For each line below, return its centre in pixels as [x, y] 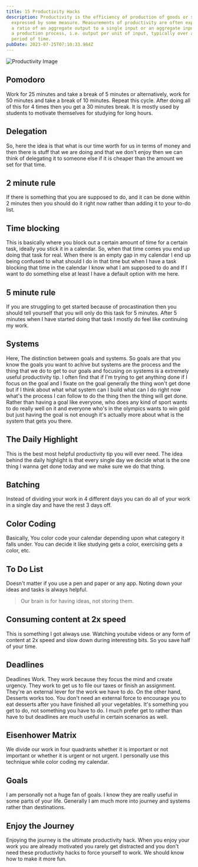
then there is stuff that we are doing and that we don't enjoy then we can [94, 152]
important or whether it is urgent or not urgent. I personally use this [88, 755]
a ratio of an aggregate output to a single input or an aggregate [96, 28]
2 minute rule [31, 183]
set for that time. [26, 164]
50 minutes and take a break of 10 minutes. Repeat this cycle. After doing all [98, 100]
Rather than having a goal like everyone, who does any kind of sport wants [97, 402]
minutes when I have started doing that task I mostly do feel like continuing [97, 319]
